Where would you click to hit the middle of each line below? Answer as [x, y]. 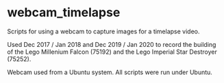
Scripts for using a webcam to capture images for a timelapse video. [103, 31]
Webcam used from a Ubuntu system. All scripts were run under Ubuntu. [110, 72]
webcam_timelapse [64, 13]
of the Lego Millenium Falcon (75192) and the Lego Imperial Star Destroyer [112, 52]
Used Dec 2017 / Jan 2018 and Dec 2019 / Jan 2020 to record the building [112, 44]
